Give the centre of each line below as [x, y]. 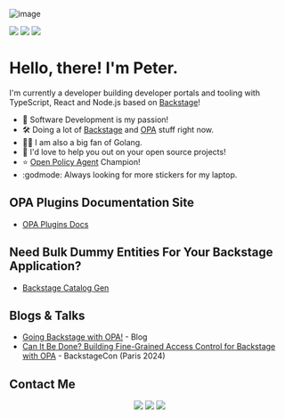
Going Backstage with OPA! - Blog [85, 337]
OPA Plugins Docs [55, 224]
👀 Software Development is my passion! [95, 119]
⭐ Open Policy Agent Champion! [81, 161]
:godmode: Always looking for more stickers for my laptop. [130, 175]
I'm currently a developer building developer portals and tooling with [135, 93]
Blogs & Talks [47, 315]
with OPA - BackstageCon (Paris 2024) [94, 356]
